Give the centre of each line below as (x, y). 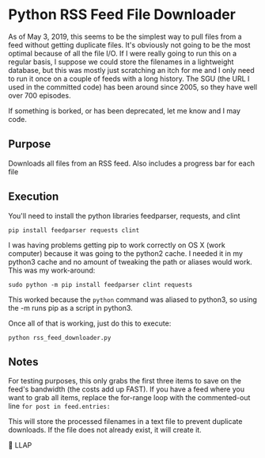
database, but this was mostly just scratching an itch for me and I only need (131, 70)
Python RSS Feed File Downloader (122, 15)
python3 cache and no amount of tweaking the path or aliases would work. (131, 261)
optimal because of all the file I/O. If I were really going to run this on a (123, 53)
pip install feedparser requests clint (74, 230)
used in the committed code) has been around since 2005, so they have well (133, 87)
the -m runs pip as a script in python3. (70, 307)
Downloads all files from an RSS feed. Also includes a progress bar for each (132, 163)
